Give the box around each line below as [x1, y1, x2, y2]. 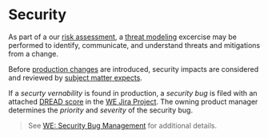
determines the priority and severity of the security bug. [8, 105, 194, 115]
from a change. [8, 49, 58, 58]
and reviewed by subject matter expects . [8, 73, 142, 82]
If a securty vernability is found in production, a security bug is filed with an [8, 88, 258, 97]
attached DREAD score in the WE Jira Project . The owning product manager [8, 97, 258, 106]
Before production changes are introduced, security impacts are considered [8, 64, 259, 73]
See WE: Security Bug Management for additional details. [27, 120, 218, 130]
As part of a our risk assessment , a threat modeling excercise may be [8, 32, 238, 41]
